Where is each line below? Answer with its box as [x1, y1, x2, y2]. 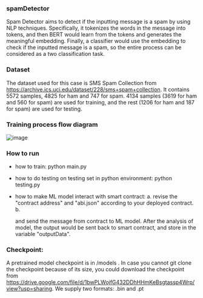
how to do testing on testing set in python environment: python [15, 175, 173, 182]
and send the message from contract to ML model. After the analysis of [15, 217, 194, 225]
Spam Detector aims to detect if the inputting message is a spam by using [6, 18, 191, 25]
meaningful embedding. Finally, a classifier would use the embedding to [6, 38, 186, 45]
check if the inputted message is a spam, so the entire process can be [6, 44, 182, 51]
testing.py [15, 181, 41, 189]
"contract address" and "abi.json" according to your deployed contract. [15, 199, 194, 207]
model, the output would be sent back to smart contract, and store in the [15, 224, 196, 231]
